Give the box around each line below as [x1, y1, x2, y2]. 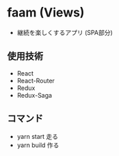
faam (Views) [7, 5, 85, 21]
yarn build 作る [16, 141, 59, 149]
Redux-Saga [16, 91, 53, 99]
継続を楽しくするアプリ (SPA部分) [16, 28, 113, 36]
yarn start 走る [16, 132, 59, 140]
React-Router [16, 76, 55, 85]
